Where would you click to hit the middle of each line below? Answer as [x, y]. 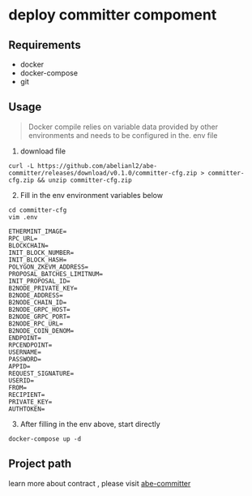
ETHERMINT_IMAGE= [38, 231]
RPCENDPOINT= [30, 345]
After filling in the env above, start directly [90, 424]
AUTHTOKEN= [27, 409]
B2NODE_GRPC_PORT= [39, 317]
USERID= [21, 380]
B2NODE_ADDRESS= [36, 295]
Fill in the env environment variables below [92, 195]
